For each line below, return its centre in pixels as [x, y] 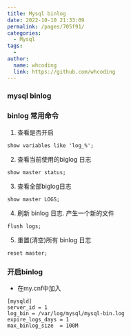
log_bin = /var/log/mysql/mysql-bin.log [66, 314]
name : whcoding [35, 65]
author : [18, 59]
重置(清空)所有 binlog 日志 [54, 240]
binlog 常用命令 [33, 116]
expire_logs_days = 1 [38, 320]
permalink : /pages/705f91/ [46, 26]
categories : [24, 33]
